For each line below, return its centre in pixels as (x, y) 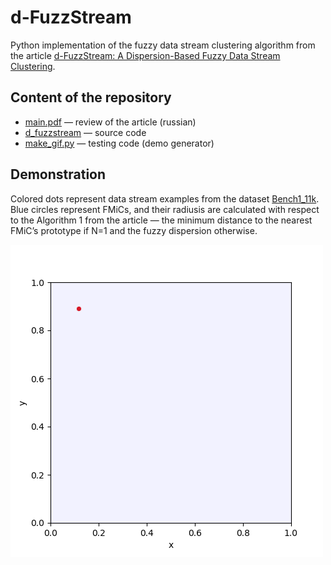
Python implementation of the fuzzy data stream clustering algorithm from (163, 45)
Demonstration (58, 174)
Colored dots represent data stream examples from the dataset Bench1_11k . (165, 198)
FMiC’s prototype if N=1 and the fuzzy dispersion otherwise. (134, 230)
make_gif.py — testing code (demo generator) (119, 143)
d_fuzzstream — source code (85, 132)
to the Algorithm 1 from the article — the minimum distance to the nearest (161, 220)
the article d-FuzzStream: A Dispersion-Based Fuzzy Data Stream (145, 55)
